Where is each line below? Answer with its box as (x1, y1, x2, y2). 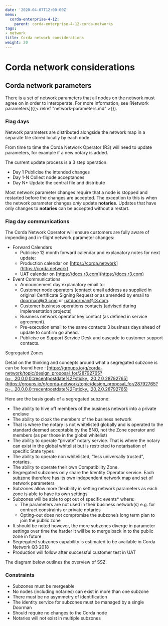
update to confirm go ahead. (20, 329, 79, 336)
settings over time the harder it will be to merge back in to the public (12, 528, 154, 534)
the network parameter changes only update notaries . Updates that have (5, 200, 156, 206)
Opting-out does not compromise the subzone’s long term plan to (20, 512, 155, 518)
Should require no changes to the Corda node (12, 609, 107, 615)
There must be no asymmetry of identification (12, 593, 107, 599)
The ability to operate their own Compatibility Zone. (12, 464, 119, 470)
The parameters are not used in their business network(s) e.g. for (20, 502, 155, 508)
